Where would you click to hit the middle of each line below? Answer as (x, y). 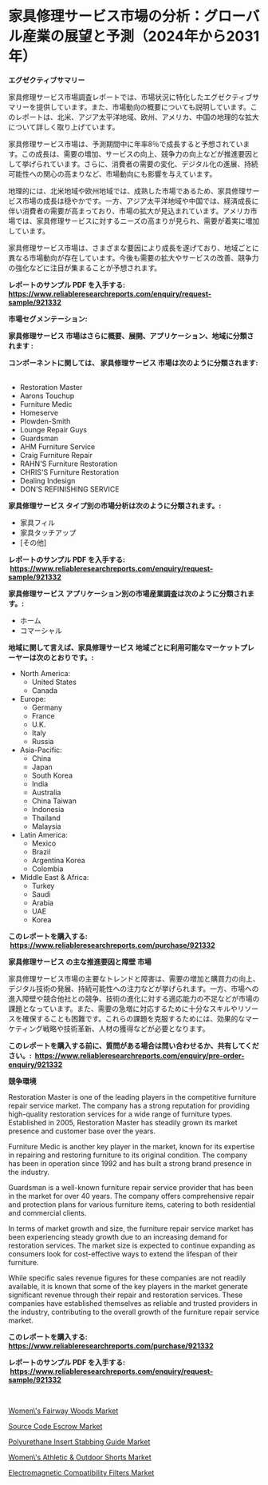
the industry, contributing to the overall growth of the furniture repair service (134, 1312)
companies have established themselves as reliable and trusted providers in (133, 1303)
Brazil (41, 851)
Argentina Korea (58, 860)
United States (54, 682)
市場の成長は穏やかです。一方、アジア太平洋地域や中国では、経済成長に (140, 201)
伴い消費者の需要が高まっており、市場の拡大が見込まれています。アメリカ (130, 211)
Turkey (43, 886)
